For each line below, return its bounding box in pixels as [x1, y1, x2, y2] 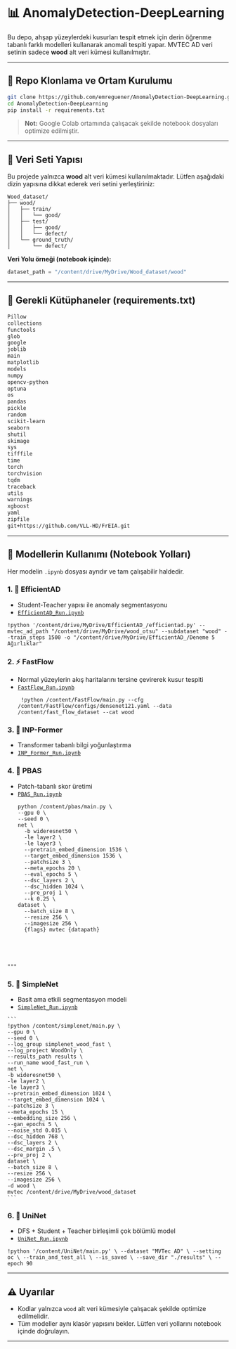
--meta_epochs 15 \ [7, 1109, 65, 1116]
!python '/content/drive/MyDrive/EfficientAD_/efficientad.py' [7, 621, 197, 628]
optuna [7, 385, 27, 392]
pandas [7, 398, 27, 406]
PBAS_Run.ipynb [17, 791, 63, 798]
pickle [7, 405, 27, 412]
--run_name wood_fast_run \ [7, 1059, 90, 1066]
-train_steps [7, 633, 46, 641]
